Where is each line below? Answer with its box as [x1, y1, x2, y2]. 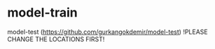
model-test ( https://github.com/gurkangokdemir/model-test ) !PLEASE [7, 28, 208, 36]
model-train [7, 5, 78, 21]
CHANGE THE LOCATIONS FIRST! [7, 35, 105, 43]
